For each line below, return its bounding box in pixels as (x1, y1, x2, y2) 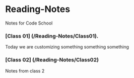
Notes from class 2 (5, 67, 45, 73)
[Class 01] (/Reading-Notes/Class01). (5, 32, 99, 39)
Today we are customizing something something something (5, 44, 129, 50)
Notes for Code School (5, 20, 53, 26)
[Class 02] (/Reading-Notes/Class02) (5, 56, 99, 63)
